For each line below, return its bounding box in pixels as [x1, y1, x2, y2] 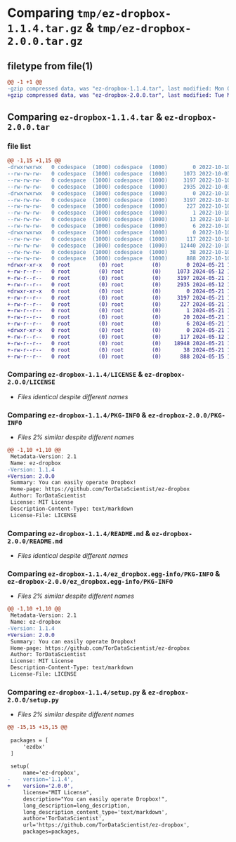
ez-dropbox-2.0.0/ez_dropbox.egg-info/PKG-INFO [7, 577, 173, 585]
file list [7, 141, 32, 151]
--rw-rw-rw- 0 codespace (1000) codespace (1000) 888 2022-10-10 [7, 255, 231, 262]
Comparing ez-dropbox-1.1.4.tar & [7, 111, 163, 123]
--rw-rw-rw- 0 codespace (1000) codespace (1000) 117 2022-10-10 [7, 235, 231, 243]
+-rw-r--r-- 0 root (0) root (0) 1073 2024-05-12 [7, 268, 225, 275]
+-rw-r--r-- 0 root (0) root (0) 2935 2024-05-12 [7, 281, 225, 288]
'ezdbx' [22, 743, 46, 750]
